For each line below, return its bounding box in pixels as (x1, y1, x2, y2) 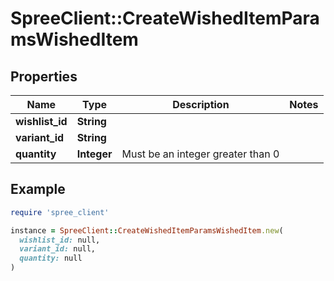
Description (172, 98, 230, 111)
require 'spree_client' (10, 207, 110, 217)
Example (10, 181, 66, 198)
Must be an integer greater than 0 (121, 147, 280, 161)
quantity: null (19, 253, 83, 264)
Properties (10, 68, 78, 85)
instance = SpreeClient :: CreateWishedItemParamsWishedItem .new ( (10, 225, 284, 236)
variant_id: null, (19, 244, 97, 254)
